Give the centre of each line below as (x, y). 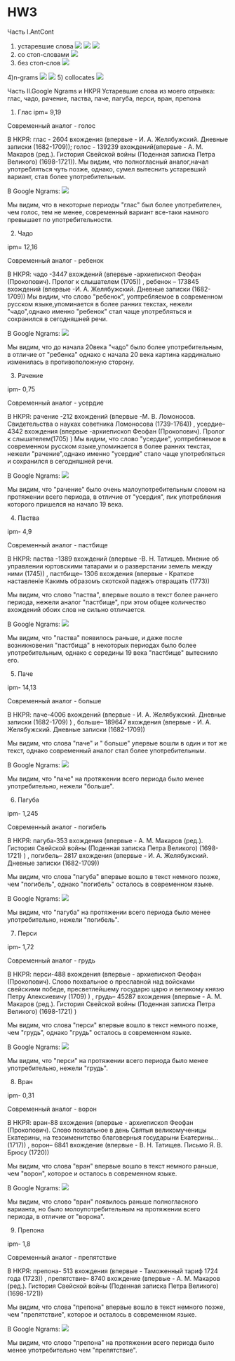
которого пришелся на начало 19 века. (66, 504)
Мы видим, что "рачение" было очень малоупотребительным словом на (116, 489)
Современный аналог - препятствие (62, 1257)
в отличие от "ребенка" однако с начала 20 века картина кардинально (114, 354)
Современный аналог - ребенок (55, 260)
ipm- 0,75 (21, 389)
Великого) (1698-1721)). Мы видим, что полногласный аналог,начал (108, 162)
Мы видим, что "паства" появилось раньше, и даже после (95, 637)
